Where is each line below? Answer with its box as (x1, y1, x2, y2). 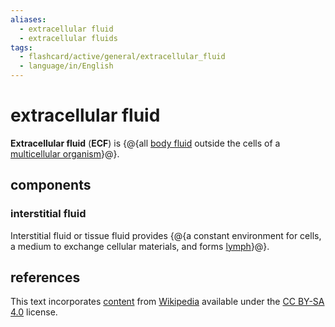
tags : (10, 42, 33, 53)
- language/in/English (19, 61, 114, 71)
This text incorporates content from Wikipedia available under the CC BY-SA (10, 296, 325, 308)
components (10, 177, 92, 194)
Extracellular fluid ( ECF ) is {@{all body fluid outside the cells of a (10, 137, 281, 149)
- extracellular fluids (19, 33, 118, 43)
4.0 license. (10, 306, 58, 318)
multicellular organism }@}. (10, 147, 120, 160)
